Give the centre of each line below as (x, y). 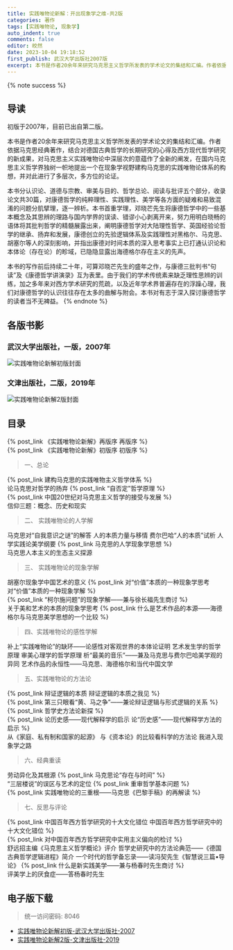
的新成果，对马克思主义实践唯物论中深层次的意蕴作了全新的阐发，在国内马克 (116, 159)
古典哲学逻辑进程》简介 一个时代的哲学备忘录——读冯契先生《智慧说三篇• (113, 857)
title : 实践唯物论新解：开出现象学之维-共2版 (65, 14)
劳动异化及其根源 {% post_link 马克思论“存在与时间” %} (86, 775)
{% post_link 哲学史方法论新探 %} (55, 711)
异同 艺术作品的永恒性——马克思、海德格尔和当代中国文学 (90, 664)
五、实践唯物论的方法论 (58, 679)
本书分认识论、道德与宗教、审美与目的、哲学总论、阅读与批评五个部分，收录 (116, 191)
